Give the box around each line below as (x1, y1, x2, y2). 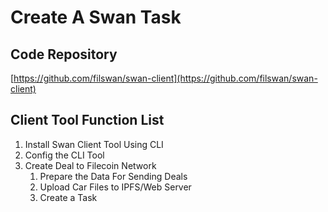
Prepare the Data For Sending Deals (39, 170, 188, 182)
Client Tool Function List (10, 112, 165, 129)
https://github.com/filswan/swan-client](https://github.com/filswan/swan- (13, 72, 318, 84)
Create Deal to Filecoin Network (24, 159, 157, 171)
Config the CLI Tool (24, 149, 105, 161)
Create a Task (39, 191, 98, 203)
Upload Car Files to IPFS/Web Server (39, 181, 192, 193)
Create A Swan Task (10, 6, 182, 29)
